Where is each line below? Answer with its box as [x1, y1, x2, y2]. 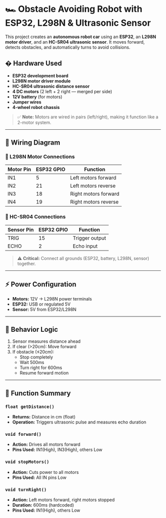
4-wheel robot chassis [12, 104, 60, 110]
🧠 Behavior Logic [5, 325, 58, 334]
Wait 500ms [19, 360, 44, 365]
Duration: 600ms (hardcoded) [12, 502, 74, 508]
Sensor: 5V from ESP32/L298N [12, 306, 77, 312]
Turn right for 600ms [19, 364, 63, 371]
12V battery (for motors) [12, 94, 63, 100]
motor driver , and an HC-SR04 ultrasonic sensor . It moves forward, [5, 39, 145, 45]
